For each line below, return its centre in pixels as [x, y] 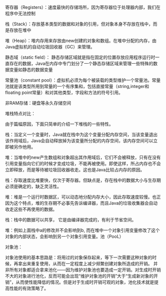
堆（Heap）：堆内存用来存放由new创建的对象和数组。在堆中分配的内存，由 [81, 41]
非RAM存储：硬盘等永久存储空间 [38, 103]
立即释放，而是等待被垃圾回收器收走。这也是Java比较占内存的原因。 [75, 170]
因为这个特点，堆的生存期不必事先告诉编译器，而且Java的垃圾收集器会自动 [82, 203]
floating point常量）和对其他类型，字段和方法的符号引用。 [64, 92]
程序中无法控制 [20, 13]
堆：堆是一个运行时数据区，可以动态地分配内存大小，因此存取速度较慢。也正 [83, 197]
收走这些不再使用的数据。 [31, 209]
